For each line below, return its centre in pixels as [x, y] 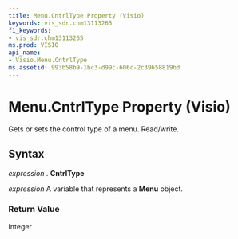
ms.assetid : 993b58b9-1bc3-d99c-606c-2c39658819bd [94, 68]
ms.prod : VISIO [34, 45]
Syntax [26, 154]
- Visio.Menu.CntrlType [48, 61]
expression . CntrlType [46, 173]
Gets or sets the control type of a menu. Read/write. [94, 129]
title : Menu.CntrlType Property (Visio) [77, 16]
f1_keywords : [30, 30]
